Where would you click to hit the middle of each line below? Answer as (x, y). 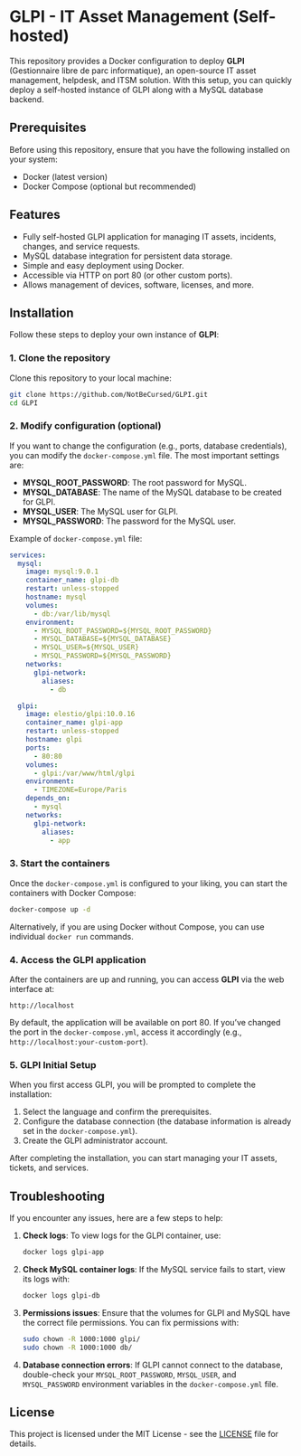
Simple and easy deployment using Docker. (103, 265)
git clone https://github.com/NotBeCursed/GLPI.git (108, 394)
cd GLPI (24, 403)
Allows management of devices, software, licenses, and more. (138, 284)
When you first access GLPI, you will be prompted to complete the (132, 1085)
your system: (34, 159)
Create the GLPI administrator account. (95, 1140)
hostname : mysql (56, 597)
